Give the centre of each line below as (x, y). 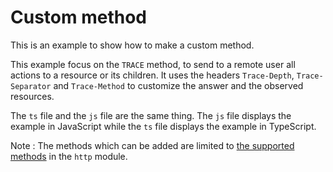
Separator (31, 86)
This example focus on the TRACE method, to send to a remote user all (153, 64)
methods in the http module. (69, 156)
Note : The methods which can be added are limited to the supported (152, 145)
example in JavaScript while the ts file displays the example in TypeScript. (163, 126)
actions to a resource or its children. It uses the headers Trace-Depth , (152, 75)
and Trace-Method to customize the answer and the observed (178, 85)
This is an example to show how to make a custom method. (132, 45)
